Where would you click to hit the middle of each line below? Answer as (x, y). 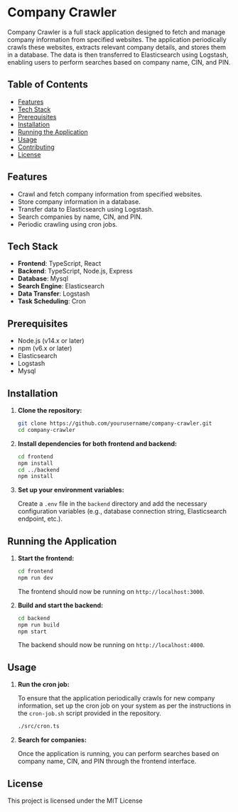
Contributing (36, 147)
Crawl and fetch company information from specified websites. (110, 194)
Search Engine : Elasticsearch (61, 286)
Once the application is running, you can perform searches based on (118, 754)
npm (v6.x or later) (45, 348)
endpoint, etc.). (40, 519)
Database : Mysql (43, 278)
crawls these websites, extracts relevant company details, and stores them (117, 47)
